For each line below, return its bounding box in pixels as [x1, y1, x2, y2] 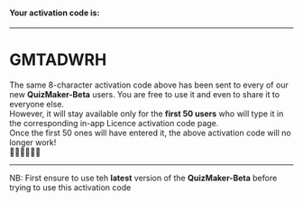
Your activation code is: [9, 7, 100, 18]
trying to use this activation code [9, 182, 132, 193]
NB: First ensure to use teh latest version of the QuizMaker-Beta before [9, 172, 278, 184]
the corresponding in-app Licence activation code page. [9, 118, 219, 129]
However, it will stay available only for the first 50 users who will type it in [9, 108, 284, 119]
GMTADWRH [9, 50, 107, 70]
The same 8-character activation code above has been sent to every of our [9, 79, 289, 90]
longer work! [9, 137, 57, 148]
